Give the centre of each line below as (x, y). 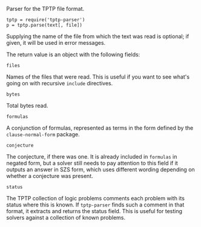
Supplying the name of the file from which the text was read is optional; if (98, 36)
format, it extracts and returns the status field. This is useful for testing (94, 211)
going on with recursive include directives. (60, 83)
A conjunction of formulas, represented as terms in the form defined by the (100, 128)
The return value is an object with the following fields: (73, 54)
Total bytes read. (27, 106)
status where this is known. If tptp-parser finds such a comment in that (95, 205)
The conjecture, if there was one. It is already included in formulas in (92, 156)
